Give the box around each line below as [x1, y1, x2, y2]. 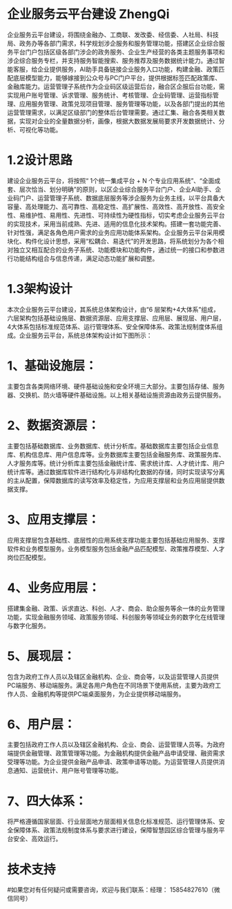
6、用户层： [7, 716, 76, 732]
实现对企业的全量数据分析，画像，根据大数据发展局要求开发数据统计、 [19, 117, 219, 125]
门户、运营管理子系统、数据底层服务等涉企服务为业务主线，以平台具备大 [19, 194, 225, 202]
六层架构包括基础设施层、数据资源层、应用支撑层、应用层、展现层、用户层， [7, 314, 225, 322]
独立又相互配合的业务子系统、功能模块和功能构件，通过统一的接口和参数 [12, 245, 219, 254]
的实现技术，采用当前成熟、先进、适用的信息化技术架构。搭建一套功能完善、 [7, 219, 225, 228]
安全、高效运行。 [12, 834, 62, 843]
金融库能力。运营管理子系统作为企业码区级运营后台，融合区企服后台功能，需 [7, 82, 225, 91]
